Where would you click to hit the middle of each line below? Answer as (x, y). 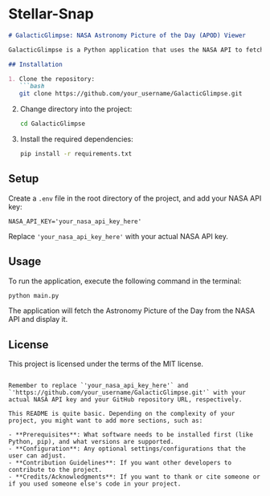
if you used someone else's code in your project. (95, 484)
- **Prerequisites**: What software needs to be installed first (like (131, 435)
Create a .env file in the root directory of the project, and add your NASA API (135, 198)
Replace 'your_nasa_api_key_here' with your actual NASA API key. (119, 236)
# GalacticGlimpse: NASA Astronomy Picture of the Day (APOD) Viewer (127, 35)
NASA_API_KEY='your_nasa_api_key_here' (75, 222)
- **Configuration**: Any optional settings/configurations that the (127, 449)
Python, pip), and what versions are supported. (91, 442)
